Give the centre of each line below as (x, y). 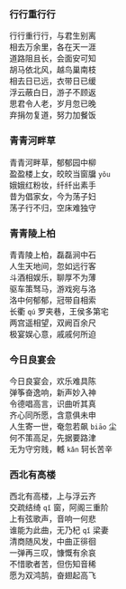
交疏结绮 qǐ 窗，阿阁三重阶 (59, 507)
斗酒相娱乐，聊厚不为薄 (53, 277)
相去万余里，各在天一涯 (53, 47)
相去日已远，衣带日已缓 (53, 81)
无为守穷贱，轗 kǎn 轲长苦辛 (61, 449)
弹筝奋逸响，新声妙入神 (53, 392)
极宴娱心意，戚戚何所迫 (53, 333)
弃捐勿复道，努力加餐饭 (53, 115)
